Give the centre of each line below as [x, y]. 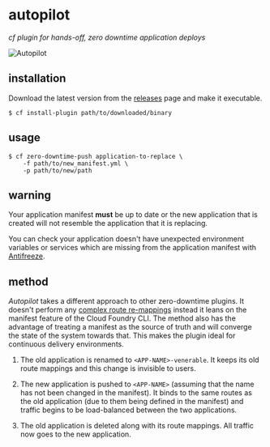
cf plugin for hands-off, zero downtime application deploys [107, 37]
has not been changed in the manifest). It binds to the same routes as [136, 393]
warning [30, 195]
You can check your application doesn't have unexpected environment [126, 239]
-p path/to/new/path [58, 170]
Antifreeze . [27, 256]
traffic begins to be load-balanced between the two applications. [129, 410]
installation [37, 79]
